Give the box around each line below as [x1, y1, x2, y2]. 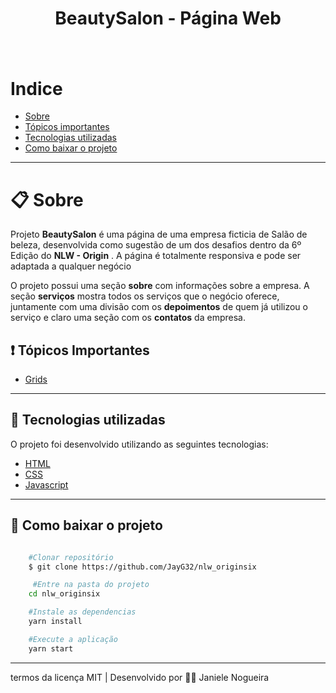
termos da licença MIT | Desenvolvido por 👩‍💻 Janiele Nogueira [10, 671, 270, 683]
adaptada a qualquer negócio [10, 260, 132, 272]
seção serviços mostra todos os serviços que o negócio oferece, [10, 290, 280, 302]
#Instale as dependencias [28, 607, 137, 617]
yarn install [28, 617, 83, 627]
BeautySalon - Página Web [54, 7, 282, 30]
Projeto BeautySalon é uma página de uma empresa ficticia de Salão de [10, 228, 308, 241]
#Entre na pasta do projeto [32, 580, 150, 590]
